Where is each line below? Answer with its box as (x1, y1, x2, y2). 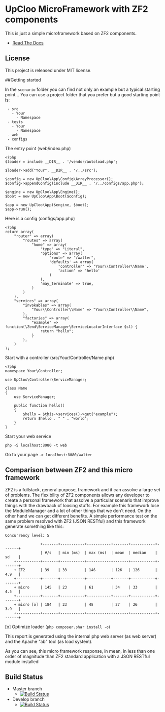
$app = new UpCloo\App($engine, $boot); (5, 202, 90, 207)
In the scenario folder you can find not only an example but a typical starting (5, 86, 160, 92)
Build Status (5, 672, 43, 681)
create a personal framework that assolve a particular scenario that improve (5, 497, 159, 503)
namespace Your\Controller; (5, 368, 63, 373)
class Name (5, 386, 28, 391)
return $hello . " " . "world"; (23, 416, 90, 421)
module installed (5, 658, 39, 665)
